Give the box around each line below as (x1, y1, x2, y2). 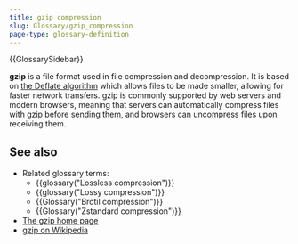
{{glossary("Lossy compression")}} (35, 187, 165, 198)
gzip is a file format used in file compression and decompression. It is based (9, 71, 290, 82)
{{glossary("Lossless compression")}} (35, 177, 175, 188)
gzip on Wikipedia (21, 224, 89, 236)
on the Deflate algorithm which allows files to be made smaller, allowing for (9, 81, 285, 92)
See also (9, 144, 58, 159)
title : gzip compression (9, 12, 101, 22)
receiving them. (9, 118, 67, 129)
